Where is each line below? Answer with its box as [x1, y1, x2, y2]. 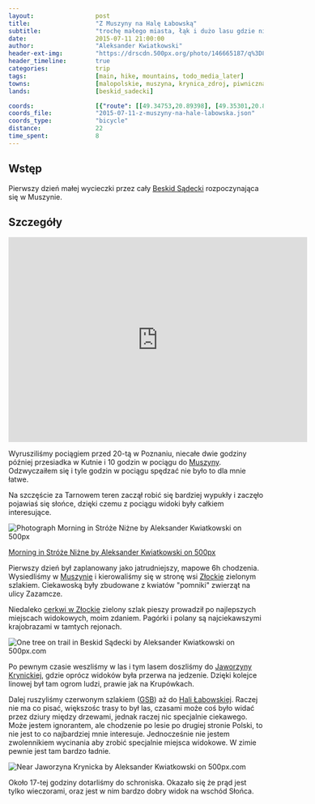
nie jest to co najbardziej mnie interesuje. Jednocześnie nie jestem [8, 730, 230, 739]
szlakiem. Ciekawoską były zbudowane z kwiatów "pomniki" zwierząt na [8, 581, 251, 590]
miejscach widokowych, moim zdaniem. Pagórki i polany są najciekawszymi [8, 613, 262, 623]
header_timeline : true [8, 57, 111, 66]
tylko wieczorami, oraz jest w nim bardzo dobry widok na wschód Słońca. [8, 786, 254, 796]
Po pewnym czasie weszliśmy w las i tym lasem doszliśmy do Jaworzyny [8, 661, 253, 672]
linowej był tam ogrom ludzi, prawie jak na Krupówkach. [8, 679, 194, 689]
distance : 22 [8, 125, 104, 133]
